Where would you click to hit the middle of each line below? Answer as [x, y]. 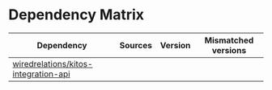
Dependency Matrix [76, 15]
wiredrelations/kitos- [53, 63]
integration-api [41, 74]
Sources [136, 45]
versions [229, 50]
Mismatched [229, 40]
